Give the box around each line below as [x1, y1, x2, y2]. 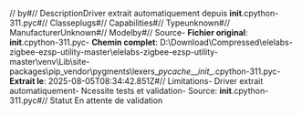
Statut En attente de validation [49, 95, 163, 106]
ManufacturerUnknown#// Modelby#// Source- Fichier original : [9, 27, 248, 37]
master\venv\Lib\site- [9, 57, 90, 67]
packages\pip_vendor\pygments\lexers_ [9, 66, 159, 77]
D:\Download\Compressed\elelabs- [159, 37, 294, 47]
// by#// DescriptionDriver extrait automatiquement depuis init [9, 8, 243, 18]
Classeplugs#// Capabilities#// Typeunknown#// [49, 17, 231, 28]
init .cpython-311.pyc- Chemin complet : [9, 37, 158, 47]
